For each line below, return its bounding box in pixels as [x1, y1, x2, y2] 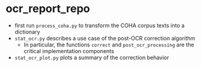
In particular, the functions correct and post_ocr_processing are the [23, 41, 194, 48]
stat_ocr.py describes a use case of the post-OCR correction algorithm [14, 34, 196, 42]
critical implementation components [23, 47, 114, 54]
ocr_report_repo [5, 2, 90, 16]
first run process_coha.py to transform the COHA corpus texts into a [14, 22, 185, 29]
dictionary [14, 28, 40, 35]
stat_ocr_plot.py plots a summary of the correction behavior [14, 54, 169, 61]
